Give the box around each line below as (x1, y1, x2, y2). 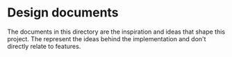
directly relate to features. (7, 42, 81, 50)
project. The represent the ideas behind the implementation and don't (7, 34, 206, 43)
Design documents (7, 5, 119, 21)
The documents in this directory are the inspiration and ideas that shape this (7, 27, 226, 36)
